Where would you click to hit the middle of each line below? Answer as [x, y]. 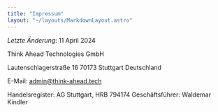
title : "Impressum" [36, 14]
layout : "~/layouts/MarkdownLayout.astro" [70, 20]
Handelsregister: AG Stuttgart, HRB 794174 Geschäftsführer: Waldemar [109, 94]
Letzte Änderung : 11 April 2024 [52, 40]
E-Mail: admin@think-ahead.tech [54, 80]
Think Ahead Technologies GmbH [56, 54]
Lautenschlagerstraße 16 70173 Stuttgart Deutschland [85, 67]
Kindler [17, 101]
